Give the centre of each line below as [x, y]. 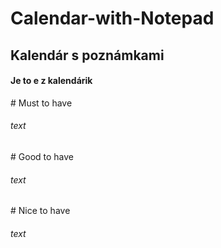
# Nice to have [40, 211]
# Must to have [41, 103]
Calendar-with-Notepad [112, 18]
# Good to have [42, 156]
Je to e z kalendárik [51, 81]
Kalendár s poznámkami [87, 55]
